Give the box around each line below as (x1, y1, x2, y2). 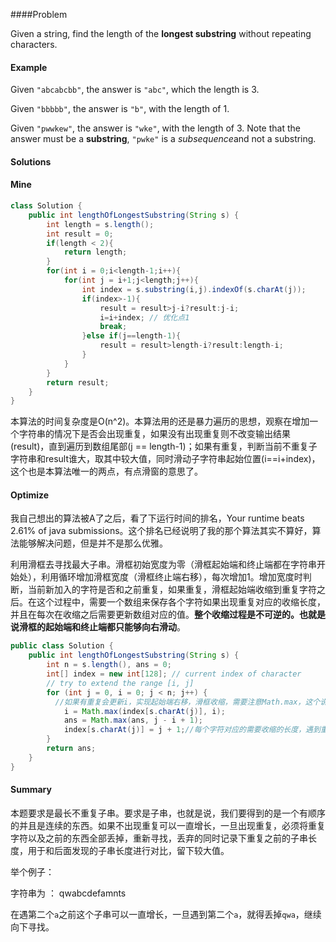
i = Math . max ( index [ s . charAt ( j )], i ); (63, 706, 226, 716)
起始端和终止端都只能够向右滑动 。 (44, 621, 186, 633)
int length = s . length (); (46, 219, 155, 229)
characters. (10, 39, 58, 50)
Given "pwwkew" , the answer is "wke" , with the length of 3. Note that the (10, 122, 301, 134)
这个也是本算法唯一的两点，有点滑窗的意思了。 (10, 465, 203, 478)
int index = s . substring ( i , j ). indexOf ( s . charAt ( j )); (81, 284, 307, 294)
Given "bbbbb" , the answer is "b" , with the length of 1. (10, 103, 230, 115)
